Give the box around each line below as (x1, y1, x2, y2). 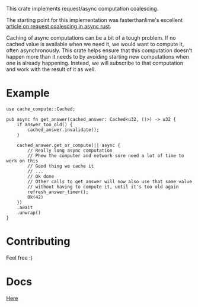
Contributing (6, 235, 71, 248)
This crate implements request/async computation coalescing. (6, 5, 159, 12)
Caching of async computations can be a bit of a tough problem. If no (6, 34, 176, 41)
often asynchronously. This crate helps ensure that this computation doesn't (6, 47, 193, 54)
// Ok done (27, 173, 55, 180)
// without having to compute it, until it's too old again (27, 184, 179, 190)
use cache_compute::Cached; (6, 106, 76, 112)
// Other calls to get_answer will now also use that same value (27, 178, 193, 184)
